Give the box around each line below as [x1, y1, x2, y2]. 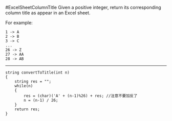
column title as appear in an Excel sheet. [5, 10, 91, 16]
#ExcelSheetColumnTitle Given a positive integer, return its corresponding [5, 5, 161, 10]
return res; [14, 107, 40, 112]
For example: [5, 20, 33, 26]
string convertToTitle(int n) [5, 70, 70, 75]
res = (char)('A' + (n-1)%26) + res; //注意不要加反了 [24, 93, 138, 99]
